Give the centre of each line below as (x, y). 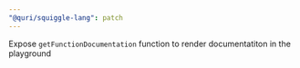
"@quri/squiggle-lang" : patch (66, 18)
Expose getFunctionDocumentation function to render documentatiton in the (150, 44)
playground (30, 53)
